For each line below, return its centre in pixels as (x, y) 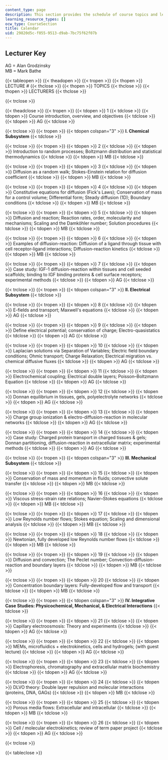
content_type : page (25, 10)
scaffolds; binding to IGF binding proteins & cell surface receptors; (74, 274)
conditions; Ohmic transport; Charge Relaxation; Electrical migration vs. (79, 356)
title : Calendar (22, 29)
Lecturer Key (26, 53)
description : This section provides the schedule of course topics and (81, 15)
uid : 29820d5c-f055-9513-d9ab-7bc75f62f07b (51, 33)
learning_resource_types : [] (35, 19)
